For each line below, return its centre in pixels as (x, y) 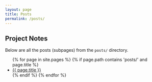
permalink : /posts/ (25, 19)
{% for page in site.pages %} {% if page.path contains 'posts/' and (80, 60)
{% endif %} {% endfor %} (39, 75)
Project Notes (26, 38)
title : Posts (18, 14)
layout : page (18, 10)
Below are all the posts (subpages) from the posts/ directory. (67, 50)
